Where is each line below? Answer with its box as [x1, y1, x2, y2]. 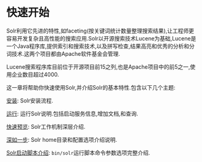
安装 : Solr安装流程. [6, 96, 54, 104]
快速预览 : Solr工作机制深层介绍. [6, 123, 86, 130]
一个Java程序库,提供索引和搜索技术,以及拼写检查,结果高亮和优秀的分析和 [6, 42, 190, 50]
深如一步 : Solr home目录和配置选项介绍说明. [6, 136, 118, 143]
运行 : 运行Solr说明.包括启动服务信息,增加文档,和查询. [6, 110, 139, 117]
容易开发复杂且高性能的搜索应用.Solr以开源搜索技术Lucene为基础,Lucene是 [6, 34, 196, 42]
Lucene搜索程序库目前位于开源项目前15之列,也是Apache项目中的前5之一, [6, 63, 190, 71]
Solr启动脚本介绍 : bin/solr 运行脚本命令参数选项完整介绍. [6, 148, 151, 156]
